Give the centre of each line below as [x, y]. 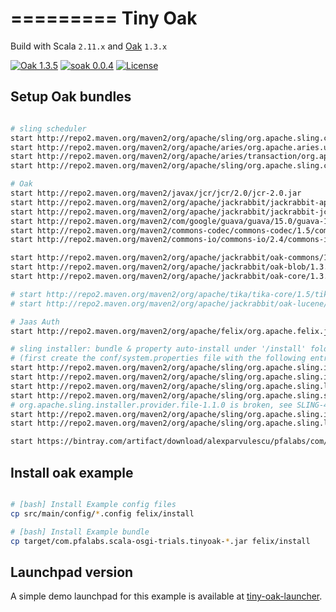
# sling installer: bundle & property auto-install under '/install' [158, 349]
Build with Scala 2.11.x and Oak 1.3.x [89, 46]
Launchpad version [72, 572]
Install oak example [72, 472]
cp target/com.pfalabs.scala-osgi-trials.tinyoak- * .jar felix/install [160, 541]
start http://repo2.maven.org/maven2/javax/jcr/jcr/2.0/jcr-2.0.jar [156, 193]
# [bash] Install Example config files [93, 504]
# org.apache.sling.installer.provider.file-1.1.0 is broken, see [151, 405]
